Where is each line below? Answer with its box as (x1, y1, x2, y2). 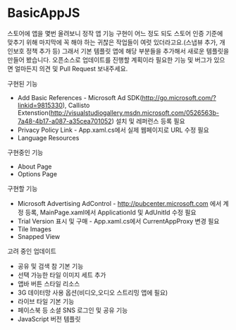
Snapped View (17, 232, 61, 240)
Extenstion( (17, 108, 51, 117)
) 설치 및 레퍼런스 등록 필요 (111, 116, 185, 125)
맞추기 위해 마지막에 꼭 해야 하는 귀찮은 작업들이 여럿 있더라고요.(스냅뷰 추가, (7, 37, 218, 47)
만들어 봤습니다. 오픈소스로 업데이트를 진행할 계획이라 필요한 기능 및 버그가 (7, 55, 213, 64)
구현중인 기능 (7, 148, 44, 157)
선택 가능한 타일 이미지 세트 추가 (17, 270, 106, 279)
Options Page (17, 169, 58, 178)
